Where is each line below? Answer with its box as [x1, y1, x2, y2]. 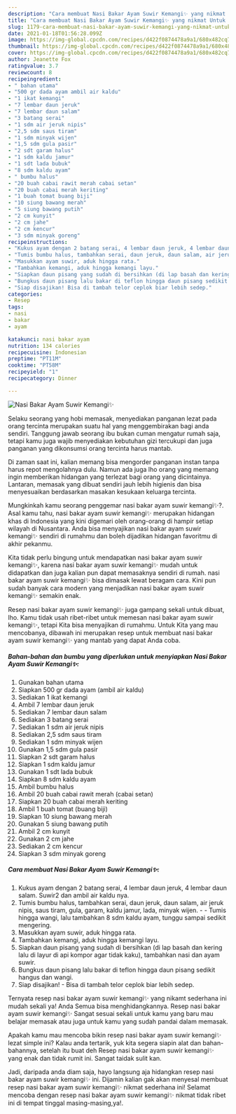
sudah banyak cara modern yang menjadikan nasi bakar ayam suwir [8, 583, 204, 592]
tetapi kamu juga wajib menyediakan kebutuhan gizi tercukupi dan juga [8, 436, 213, 445]
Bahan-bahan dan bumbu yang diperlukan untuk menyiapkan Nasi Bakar [8, 653, 227, 661]
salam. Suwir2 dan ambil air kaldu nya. [18, 891, 130, 899]
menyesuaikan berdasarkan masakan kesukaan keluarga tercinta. [8, 487, 197, 496]
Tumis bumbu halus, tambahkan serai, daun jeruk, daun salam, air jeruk [18, 898, 224, 906]
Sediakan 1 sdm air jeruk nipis [18, 723, 104, 731]
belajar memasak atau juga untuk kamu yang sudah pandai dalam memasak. [8, 1017, 228, 1026]
